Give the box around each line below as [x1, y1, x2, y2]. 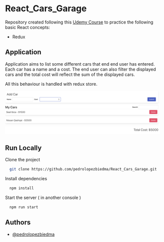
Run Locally [5, 144, 42, 152]
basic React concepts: [5, 24, 51, 30]
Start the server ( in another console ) [5, 194, 81, 201]
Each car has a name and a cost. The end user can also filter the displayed [5, 66, 156, 72]
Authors [5, 218, 31, 227]
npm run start [9, 205, 38, 210]
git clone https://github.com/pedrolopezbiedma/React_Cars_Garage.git [9, 167, 157, 172]
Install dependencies [5, 176, 48, 182]
